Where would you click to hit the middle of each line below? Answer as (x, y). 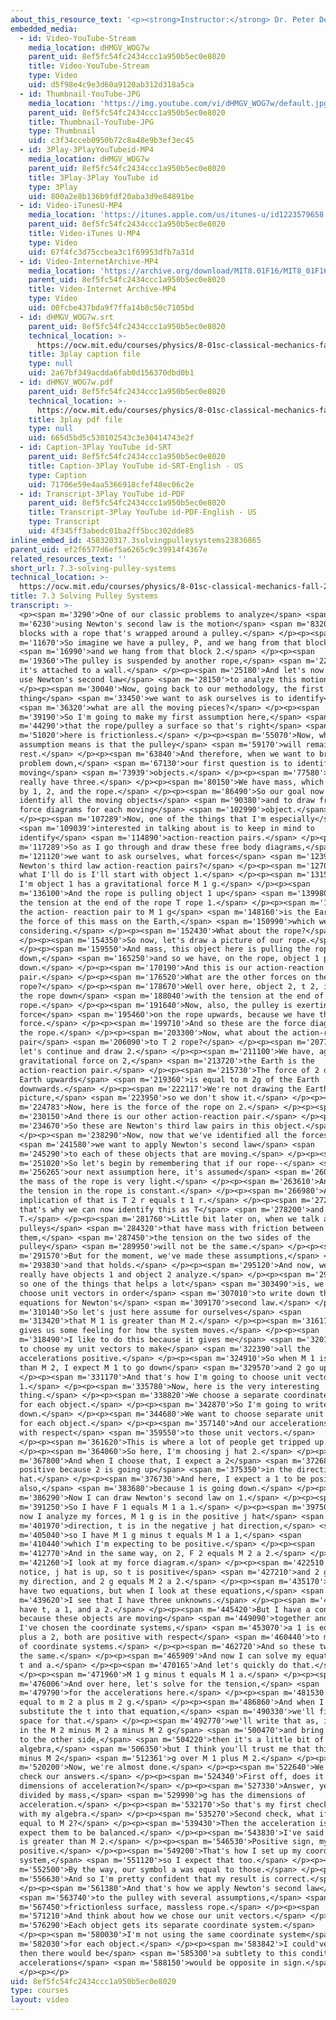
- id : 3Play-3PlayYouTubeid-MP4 (87, 150)
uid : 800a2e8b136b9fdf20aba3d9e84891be (111, 196)
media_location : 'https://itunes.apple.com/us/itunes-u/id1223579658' (178, 215)
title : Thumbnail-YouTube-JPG (91, 122)
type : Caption (57, 475)
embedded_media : (44, 29)
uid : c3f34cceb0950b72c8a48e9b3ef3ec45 (111, 141)
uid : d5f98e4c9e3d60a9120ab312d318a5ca (111, 85)
